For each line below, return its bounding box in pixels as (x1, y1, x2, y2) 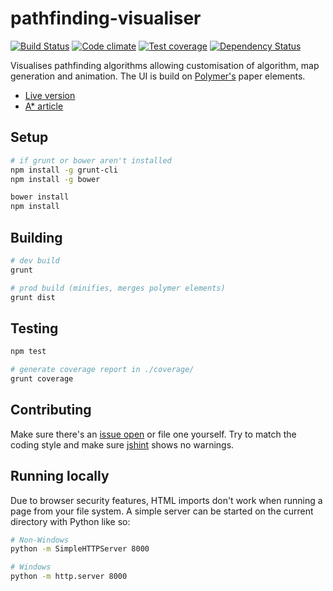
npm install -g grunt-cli (10, 165, 118, 175)
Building (10, 229, 63, 246)
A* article (24, 100, 64, 112)
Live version (24, 89, 76, 101)
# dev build (10, 255, 60, 266)
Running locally (10, 468, 110, 485)
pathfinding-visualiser (10, 7, 202, 30)
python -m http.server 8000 (10, 572, 128, 582)
